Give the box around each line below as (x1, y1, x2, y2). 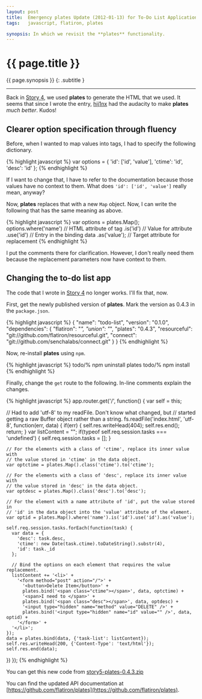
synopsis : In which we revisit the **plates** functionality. (6, 31, 165, 37)
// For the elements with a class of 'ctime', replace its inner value (6, 446, 189, 452)
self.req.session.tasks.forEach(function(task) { (6, 525, 133, 531)
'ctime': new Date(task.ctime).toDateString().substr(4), (17, 540, 165, 547)
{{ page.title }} (6, 56, 81, 70)
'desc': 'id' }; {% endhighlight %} (6, 165, 88, 171)
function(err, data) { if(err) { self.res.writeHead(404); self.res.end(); (13, 421, 180, 429)
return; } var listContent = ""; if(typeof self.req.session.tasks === (6, 428, 167, 435)
